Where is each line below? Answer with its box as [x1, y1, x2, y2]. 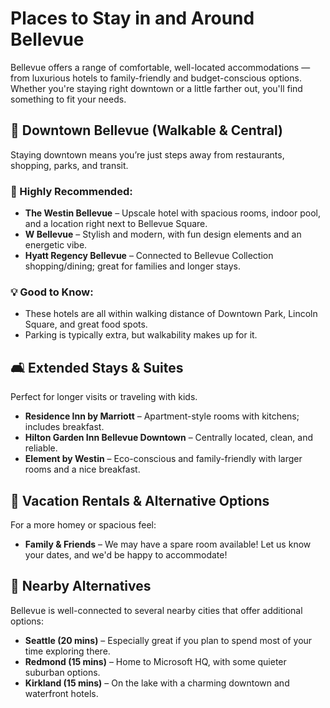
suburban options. [24, 666, 101, 678]
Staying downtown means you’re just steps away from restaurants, [10, 148, 285, 161]
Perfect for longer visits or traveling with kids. [10, 391, 198, 403]
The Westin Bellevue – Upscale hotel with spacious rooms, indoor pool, [24, 207, 322, 219]
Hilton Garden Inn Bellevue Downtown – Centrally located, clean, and [24, 432, 314, 444]
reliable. [24, 442, 58, 454]
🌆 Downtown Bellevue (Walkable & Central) [10, 122, 283, 139]
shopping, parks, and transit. [10, 159, 129, 171]
